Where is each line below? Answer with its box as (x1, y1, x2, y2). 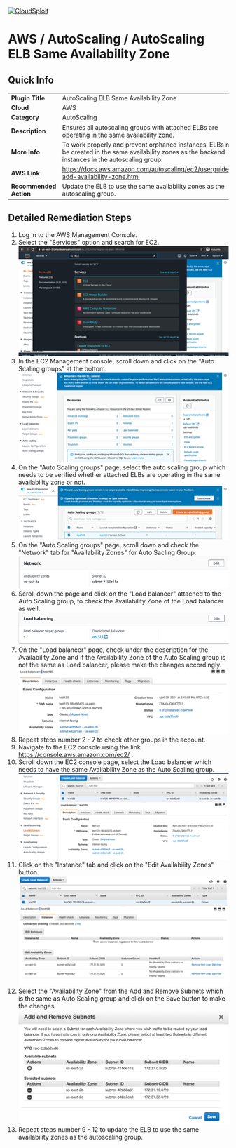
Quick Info (8, 74, 55, 86)
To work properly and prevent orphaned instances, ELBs (62, 140, 225, 149)
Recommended (11, 182, 57, 191)
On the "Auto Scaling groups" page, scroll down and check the (18, 541, 199, 549)
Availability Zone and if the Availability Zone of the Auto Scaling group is (18, 653, 226, 662)
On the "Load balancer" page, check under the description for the (18, 646, 209, 654)
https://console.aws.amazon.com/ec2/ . (18, 750, 134, 759)
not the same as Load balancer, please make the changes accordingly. (18, 660, 222, 669)
